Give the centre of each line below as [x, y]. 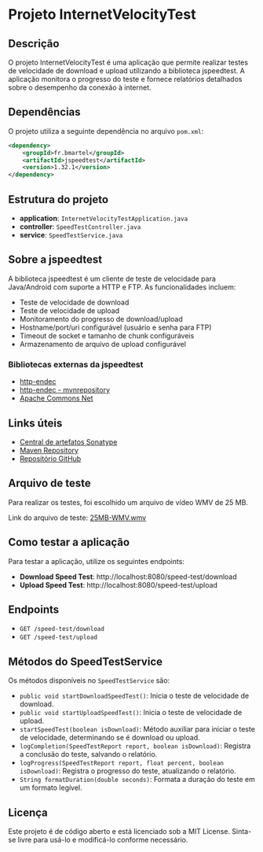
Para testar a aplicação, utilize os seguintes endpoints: [96, 561]
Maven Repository [49, 450]
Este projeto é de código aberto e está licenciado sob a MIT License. [119, 831]
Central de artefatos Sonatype [68, 441]
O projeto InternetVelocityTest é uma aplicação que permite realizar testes [128, 62]
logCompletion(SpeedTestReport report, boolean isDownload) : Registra [135, 746]
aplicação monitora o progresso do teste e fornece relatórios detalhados [125, 79]
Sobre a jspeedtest [55, 260]
